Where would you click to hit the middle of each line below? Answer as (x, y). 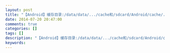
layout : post (19, 10)
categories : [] (21, 29)
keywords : (16, 43)
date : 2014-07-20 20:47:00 (34, 19)
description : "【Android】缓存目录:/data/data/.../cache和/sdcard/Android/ (84, 38)
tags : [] (14, 33)
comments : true (21, 24)
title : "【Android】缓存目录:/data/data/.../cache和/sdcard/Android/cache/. (85, 15)
